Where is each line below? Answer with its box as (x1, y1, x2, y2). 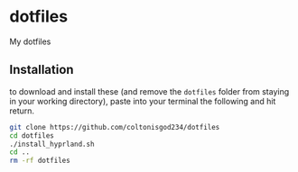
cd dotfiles (9, 131, 54, 140)
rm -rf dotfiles (9, 156, 70, 166)
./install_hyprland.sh (9, 140, 95, 149)
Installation (9, 62, 74, 77)
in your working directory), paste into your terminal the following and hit (9, 95, 276, 106)
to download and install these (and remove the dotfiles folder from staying (9, 86, 290, 96)
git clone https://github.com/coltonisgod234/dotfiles (9, 122, 220, 131)
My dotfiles (9, 36, 51, 47)
